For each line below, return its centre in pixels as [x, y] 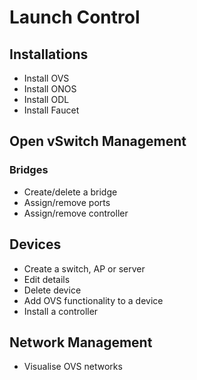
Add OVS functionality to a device [93, 300]
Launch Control [75, 17]
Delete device [52, 290]
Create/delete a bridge [70, 192]
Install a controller [61, 311]
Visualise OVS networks [73, 367]
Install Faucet [51, 110]
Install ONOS [50, 89]
